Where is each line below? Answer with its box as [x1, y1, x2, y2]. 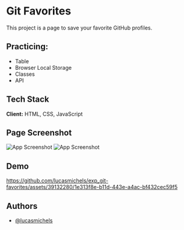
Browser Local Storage [14, 64, 72, 71]
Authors [6, 200, 38, 211]
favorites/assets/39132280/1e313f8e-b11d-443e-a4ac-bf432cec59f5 [6, 184, 178, 191]
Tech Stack [6, 95, 49, 105]
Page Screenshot [6, 128, 72, 138]
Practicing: [6, 42, 49, 52]
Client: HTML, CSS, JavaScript [6, 110, 83, 117]
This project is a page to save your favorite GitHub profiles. [6, 24, 152, 31]
